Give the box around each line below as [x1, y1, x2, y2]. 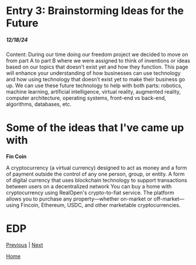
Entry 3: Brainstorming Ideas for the [6, 4, 184, 18]
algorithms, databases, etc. [6, 101, 72, 108]
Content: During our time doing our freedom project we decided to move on [6, 51, 188, 58]
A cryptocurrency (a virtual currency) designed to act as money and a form [6, 164, 187, 171]
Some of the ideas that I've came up [6, 121, 184, 135]
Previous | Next [6, 242, 43, 249]
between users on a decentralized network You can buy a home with [6, 183, 172, 190]
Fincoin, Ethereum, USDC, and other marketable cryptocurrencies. [20, 202, 181, 209]
